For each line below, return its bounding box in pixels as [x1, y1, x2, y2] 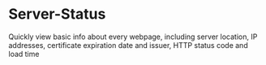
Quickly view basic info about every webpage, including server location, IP [8, 32, 258, 41]
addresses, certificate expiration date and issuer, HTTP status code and [8, 40, 249, 50]
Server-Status [8, 5, 106, 24]
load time [8, 49, 40, 58]
